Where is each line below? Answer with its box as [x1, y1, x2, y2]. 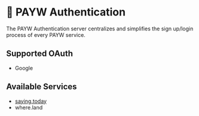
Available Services [6, 81, 77, 92]
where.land [14, 104, 43, 111]
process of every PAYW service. [6, 31, 85, 38]
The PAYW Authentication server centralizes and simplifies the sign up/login [6, 25, 194, 32]
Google [14, 64, 33, 71]
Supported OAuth [6, 49, 74, 59]
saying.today [14, 98, 47, 105]
